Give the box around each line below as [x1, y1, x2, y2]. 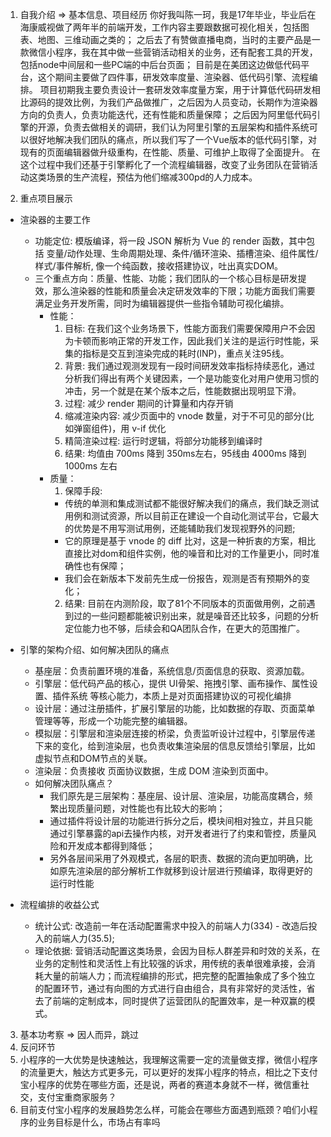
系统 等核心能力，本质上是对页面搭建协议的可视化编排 [69, 690, 292, 702]
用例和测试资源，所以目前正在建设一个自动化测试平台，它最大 [64, 510, 320, 522]
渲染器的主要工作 [19, 214, 91, 225]
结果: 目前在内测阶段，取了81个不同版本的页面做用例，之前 [64, 598, 307, 609]
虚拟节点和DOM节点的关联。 [34, 753, 153, 764]
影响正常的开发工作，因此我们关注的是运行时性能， [99, 335, 311, 347]
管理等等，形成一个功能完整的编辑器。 [34, 715, 193, 727]
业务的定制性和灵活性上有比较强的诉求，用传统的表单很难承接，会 [34, 958, 307, 969]
